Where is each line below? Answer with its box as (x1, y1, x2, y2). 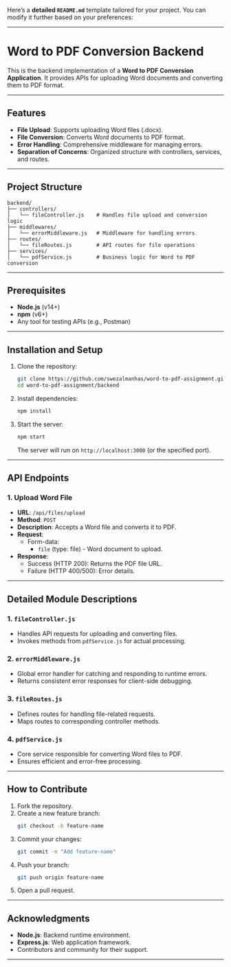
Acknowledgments (7, 913, 91, 924)
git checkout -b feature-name (16, 822, 104, 829)
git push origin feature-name (16, 873, 104, 881)
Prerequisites (7, 285, 66, 296)
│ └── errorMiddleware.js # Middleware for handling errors (7, 230, 195, 237)
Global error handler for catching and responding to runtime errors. (16, 670, 208, 678)
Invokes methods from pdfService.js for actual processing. (16, 637, 186, 645)
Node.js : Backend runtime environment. (16, 931, 131, 939)
